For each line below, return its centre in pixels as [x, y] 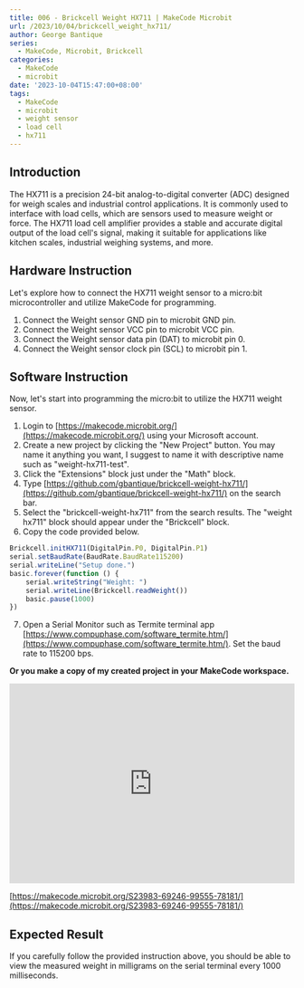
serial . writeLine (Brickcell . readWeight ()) [107, 590]
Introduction [45, 173]
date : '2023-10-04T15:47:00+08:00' [76, 85]
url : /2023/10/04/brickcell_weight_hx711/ [90, 26]
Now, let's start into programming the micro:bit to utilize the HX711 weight [146, 398]
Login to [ [40, 426]
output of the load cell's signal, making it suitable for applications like [138, 233]
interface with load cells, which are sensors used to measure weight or [141, 213]
